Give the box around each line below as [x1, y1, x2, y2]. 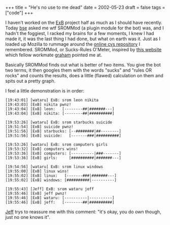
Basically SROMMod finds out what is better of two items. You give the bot [5, 62, 161, 68]
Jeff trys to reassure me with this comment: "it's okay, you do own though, [5, 209, 161, 215]
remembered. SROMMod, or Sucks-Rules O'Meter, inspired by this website [5, 47, 162, 52]
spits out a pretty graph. [5, 78, 56, 84]
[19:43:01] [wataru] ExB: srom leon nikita [5, 98, 99, 103]
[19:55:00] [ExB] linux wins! [5, 169, 70, 174]
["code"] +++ [5, 10, 33, 16]
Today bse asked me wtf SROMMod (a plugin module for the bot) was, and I [5, 25, 164, 31]
